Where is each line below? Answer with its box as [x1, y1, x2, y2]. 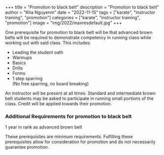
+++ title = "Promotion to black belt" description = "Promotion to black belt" [5, 4, 159, 10]
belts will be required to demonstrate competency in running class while [5, 34, 151, 40]
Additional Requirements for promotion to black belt [5, 113, 132, 120]
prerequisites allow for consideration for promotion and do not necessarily [5, 139, 156, 145]
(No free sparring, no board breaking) [12, 81, 89, 87]
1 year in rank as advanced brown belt [5, 124, 82, 130]
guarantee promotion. [5, 144, 49, 150]
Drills [12, 65, 23, 71]
